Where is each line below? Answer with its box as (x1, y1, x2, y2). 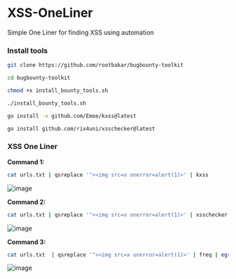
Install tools (7, 46, 48, 56)
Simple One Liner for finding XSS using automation (7, 28, 155, 37)
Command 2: (7, 197, 46, 206)
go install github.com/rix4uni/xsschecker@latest (7, 125, 156, 132)
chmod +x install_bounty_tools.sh (7, 86, 109, 94)
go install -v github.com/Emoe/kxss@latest (7, 112, 137, 119)
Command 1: (7, 157, 45, 166)
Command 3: (7, 238, 46, 246)
